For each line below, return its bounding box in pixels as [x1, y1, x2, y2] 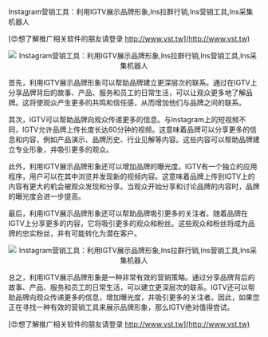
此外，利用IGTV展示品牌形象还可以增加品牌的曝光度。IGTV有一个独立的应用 [8, 162, 258, 171]
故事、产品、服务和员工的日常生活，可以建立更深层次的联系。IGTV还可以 [8, 283, 249, 291]
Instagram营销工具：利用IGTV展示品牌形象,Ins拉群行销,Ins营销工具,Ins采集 [8, 7, 254, 16]
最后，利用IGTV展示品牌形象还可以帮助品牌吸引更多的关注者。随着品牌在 [8, 208, 249, 218]
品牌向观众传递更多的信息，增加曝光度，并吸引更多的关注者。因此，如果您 [14, 292, 260, 302]
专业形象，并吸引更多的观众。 [14, 145, 113, 154]
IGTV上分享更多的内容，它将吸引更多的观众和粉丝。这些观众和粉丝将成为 [8, 219, 249, 228]
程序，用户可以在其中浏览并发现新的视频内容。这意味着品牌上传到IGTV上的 [8, 172, 255, 181]
